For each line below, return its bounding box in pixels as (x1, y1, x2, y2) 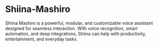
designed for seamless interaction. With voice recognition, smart (5, 25, 138, 31)
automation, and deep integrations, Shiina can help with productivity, (5, 30, 147, 36)
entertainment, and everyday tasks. (5, 36, 78, 42)
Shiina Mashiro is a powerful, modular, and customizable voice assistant (5, 20, 153, 26)
